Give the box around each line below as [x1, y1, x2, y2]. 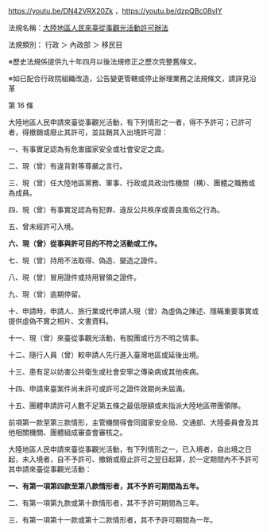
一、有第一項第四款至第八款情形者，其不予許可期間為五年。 [8, 481, 203, 491]
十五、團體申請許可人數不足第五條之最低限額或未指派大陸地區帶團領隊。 [8, 401, 245, 410]
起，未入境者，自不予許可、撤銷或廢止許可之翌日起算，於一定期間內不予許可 [8, 455, 259, 464]
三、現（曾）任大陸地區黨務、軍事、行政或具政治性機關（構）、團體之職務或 [8, 178, 256, 188]
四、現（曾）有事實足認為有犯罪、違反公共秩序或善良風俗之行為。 [8, 205, 224, 214]
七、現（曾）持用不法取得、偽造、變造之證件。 [8, 256, 161, 265]
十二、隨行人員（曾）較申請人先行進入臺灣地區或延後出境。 [8, 350, 203, 359]
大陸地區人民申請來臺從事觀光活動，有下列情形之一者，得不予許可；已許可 [8, 118, 252, 126]
